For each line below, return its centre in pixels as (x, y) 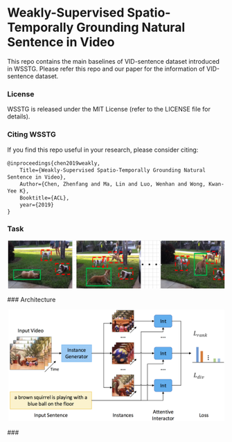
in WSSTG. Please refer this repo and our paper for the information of (106, 69)
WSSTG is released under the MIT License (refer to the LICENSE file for (109, 109)
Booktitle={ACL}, (45, 198)
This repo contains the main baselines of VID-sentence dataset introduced (114, 61)
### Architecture (32, 300)
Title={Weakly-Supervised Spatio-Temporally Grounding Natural (113, 170)
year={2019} (37, 205)
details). (19, 116)
